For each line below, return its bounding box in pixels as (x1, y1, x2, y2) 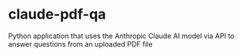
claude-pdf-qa (8, 5, 106, 23)
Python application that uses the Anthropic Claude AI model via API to (8, 31, 235, 40)
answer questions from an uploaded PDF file (8, 39, 153, 48)
